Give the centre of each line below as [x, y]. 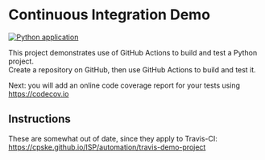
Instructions [39, 119]
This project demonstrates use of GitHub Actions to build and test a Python [133, 52]
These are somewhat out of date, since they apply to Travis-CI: [113, 138]
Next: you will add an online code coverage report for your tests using [124, 85]
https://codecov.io [39, 93]
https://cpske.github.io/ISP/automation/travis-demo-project [107, 147]
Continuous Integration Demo [110, 15]
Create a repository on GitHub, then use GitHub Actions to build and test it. [132, 69]
